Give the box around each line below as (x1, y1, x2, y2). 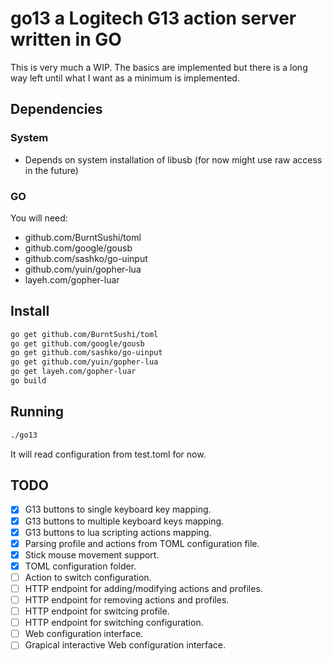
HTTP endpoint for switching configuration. (24, 617, 204, 629)
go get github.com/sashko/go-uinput (10, 348, 163, 358)
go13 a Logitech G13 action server (10, 7, 297, 30)
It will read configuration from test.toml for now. (10, 448, 207, 460)
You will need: (10, 212, 68, 224)
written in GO (10, 28, 122, 51)
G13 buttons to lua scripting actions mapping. (24, 526, 212, 538)
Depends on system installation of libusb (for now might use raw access (24, 153, 323, 166)
